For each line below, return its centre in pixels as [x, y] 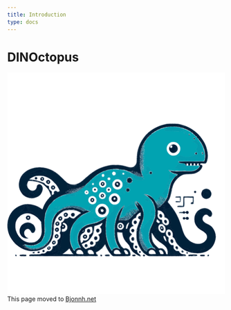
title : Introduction [37, 15]
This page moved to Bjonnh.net [52, 299]
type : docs [23, 22]
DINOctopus [43, 57]
